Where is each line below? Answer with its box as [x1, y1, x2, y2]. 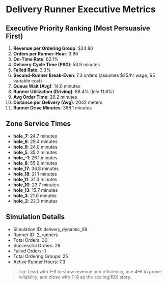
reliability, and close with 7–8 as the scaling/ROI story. [18, 274, 132, 280]
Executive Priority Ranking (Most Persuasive [6, 24, 151, 33]
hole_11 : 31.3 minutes [13, 176, 58, 182]
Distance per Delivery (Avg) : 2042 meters [13, 99, 103, 105]
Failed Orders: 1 [13, 248, 46, 254]
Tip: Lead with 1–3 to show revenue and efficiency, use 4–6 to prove [18, 268, 161, 274]
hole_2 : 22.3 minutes [13, 197, 58, 204]
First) [6, 32, 23, 40]
